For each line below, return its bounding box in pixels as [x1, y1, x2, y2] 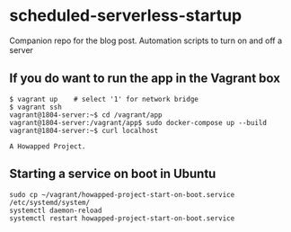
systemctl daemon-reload [9, 206, 102, 215]
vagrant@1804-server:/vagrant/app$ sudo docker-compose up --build [9, 118, 268, 127]
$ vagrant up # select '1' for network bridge [9, 94, 199, 103]
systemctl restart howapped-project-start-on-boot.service [9, 213, 235, 223]
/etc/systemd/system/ [9, 198, 91, 207]
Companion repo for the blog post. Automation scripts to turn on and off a [9, 35, 283, 46]
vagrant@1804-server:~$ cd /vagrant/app [9, 110, 163, 120]
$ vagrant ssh [9, 103, 63, 112]
